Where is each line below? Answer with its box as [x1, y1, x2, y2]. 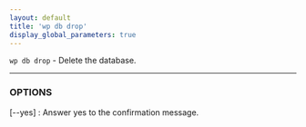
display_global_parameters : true [9, 30, 137, 39]
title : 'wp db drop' [9, 22, 88, 31]
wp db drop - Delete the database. [9, 55, 137, 66]
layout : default [9, 13, 71, 23]
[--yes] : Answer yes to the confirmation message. [9, 106, 199, 118]
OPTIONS [9, 86, 53, 99]
